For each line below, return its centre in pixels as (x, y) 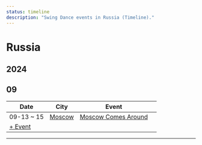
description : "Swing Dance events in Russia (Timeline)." (80, 17)
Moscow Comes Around (114, 117)
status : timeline (28, 12)
